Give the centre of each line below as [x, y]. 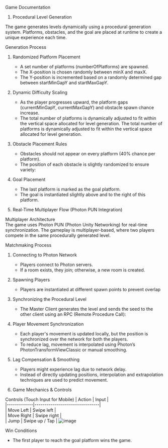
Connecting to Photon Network [45, 255]
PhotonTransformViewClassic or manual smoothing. [73, 350]
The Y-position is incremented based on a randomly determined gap [91, 77]
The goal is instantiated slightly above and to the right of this [83, 195]
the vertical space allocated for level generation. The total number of [91, 123]
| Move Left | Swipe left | [31, 410]
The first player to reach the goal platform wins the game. [72, 440]
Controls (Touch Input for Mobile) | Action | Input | [57, 399]
